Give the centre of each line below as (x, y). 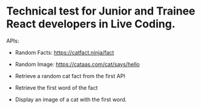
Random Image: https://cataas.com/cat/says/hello (77, 64)
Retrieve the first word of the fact (56, 88)
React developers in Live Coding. (91, 24)
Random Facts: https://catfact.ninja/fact (64, 52)
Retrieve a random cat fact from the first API (70, 76)
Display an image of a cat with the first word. (71, 99)
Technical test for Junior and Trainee (101, 11)
